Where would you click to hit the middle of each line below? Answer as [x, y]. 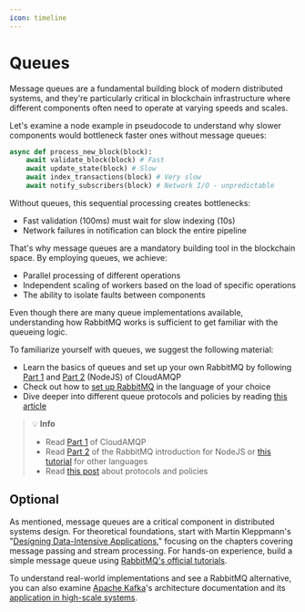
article [35, 406]
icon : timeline [38, 18]
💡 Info [44, 423]
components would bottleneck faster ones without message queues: [138, 135]
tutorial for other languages [97, 461]
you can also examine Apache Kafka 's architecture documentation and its [147, 587]
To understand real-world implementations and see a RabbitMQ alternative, [151, 578]
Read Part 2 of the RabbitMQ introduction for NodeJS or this [158, 451]
